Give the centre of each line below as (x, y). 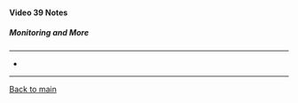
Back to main (33, 89)
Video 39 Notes (39, 12)
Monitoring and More (49, 33)
